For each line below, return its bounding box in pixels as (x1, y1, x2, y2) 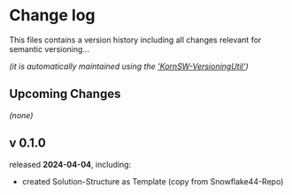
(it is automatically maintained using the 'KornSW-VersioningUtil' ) (9, 61, 250, 71)
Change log (9, 5, 96, 26)
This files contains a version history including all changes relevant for (9, 34, 262, 45)
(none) (9, 109, 34, 120)
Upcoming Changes (9, 86, 121, 101)
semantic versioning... (9, 43, 90, 54)
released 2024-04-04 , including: (9, 159, 132, 169)
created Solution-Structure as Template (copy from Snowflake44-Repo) (21, 176, 284, 186)
